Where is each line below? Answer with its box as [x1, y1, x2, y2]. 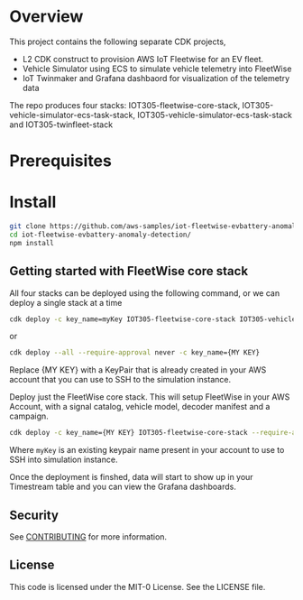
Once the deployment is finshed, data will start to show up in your [9, 472, 254, 483]
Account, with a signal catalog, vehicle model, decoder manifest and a [9, 402, 271, 412]
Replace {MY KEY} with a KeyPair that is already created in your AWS [9, 365, 267, 375]
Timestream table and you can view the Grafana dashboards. [9, 481, 236, 493]
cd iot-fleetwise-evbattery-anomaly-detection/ [9, 230, 192, 239]
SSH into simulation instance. [9, 454, 118, 466]
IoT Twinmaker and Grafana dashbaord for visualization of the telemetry [22, 72, 290, 83]
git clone [9, 222, 47, 231]
